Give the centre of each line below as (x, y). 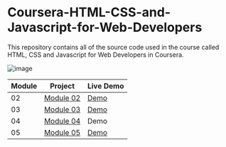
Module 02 (62, 98)
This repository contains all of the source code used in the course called (113, 47)
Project (62, 86)
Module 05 (62, 132)
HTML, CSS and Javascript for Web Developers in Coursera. (96, 55)
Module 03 (62, 109)
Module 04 (62, 121)
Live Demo (106, 86)
